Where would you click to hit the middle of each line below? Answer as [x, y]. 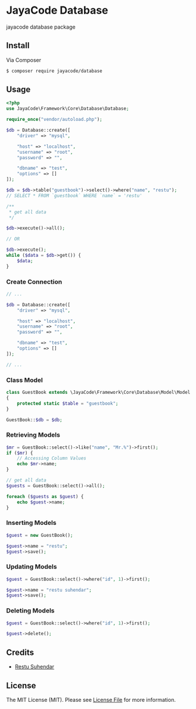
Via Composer [24, 60]
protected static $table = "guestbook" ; [68, 403]
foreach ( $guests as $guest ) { [45, 496]
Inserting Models [31, 523]
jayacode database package [41, 27]
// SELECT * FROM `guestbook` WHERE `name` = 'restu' [74, 195]
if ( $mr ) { [20, 453]
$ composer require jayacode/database [54, 71]
